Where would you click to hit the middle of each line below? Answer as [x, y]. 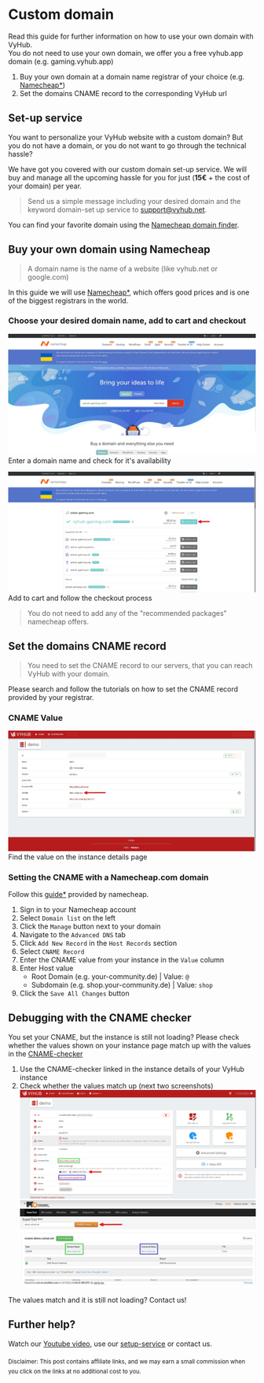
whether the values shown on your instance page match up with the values [130, 1045]
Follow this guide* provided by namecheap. [79, 895]
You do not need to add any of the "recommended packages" [127, 613]
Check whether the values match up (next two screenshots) [116, 1085]
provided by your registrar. [51, 697]
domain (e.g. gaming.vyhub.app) [61, 61]
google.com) [48, 276]
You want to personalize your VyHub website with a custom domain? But [126, 137]
